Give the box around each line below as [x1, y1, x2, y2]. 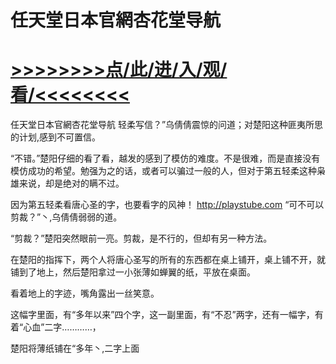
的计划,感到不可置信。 [10, 131, 102, 143]
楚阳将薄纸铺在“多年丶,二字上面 [10, 342, 140, 355]
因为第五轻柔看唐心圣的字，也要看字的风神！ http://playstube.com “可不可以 [10, 199, 325, 211]
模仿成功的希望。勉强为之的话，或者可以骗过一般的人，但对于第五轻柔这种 [10, 165, 317, 177]
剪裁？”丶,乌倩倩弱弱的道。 [10, 211, 123, 223]
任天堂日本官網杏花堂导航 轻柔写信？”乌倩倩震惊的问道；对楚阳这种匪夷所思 [10, 119, 324, 131]
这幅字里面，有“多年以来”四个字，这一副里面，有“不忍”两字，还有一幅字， [10, 309, 315, 321]
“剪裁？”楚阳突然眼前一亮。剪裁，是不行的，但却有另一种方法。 [10, 232, 273, 245]
